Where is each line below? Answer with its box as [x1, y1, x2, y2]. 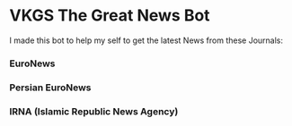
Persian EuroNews [9, 81, 92, 94]
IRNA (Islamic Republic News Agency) [9, 105, 179, 117]
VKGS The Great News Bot [9, 5, 210, 26]
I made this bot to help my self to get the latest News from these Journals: [9, 35, 284, 46]
